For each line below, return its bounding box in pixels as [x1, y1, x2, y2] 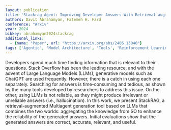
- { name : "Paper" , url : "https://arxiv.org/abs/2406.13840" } [10, 41, 142, 46]
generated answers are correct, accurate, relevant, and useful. [5, 119, 136, 125]
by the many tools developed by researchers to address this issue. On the [5, 86, 160, 92]
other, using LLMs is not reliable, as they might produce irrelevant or [5, 92, 149, 98]
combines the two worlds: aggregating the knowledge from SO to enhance [5, 108, 162, 114]
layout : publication [5, 7, 49, 13]
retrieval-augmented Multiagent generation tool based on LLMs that [5, 102, 148, 109]
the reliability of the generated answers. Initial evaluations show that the [5, 113, 156, 120]
